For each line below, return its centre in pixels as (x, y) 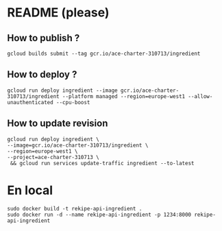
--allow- (200, 96)
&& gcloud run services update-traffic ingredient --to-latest (102, 163)
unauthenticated (30, 102)
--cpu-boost (73, 102)
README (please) (58, 13)
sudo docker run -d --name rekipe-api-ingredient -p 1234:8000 (99, 215)
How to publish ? (44, 38)
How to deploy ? (42, 74)
